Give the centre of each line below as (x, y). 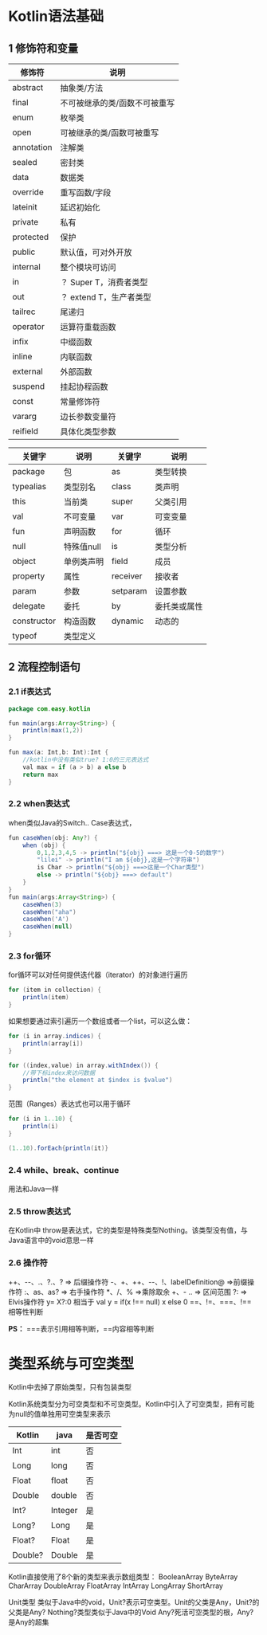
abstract (28, 87)
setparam (129, 591)
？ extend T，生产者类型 (105, 297)
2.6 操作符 (28, 1263)
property (29, 576)
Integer (64, 1511)
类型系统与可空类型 (71, 1364)
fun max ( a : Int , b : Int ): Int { (59, 753)
